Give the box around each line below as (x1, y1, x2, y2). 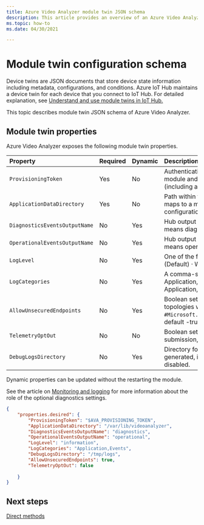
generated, (163, 353, 195, 361)
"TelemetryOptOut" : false (28, 462, 94, 468)
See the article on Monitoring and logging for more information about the (6, 388, 188, 395)
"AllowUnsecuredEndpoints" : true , (28, 457, 115, 463)
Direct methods (6, 512, 45, 520)
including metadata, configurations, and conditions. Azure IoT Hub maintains (6, 84, 198, 91)
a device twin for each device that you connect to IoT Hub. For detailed (6, 91, 184, 98)
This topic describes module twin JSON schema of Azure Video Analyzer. (6, 109, 191, 116)
